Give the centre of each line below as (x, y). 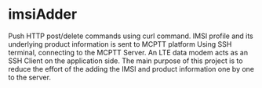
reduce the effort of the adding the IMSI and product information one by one (131, 69)
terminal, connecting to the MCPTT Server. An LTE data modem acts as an (128, 52)
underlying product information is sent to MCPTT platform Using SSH (120, 44)
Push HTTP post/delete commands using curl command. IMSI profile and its (131, 36)
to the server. (29, 77)
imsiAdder (43, 14)
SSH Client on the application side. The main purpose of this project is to (126, 61)
